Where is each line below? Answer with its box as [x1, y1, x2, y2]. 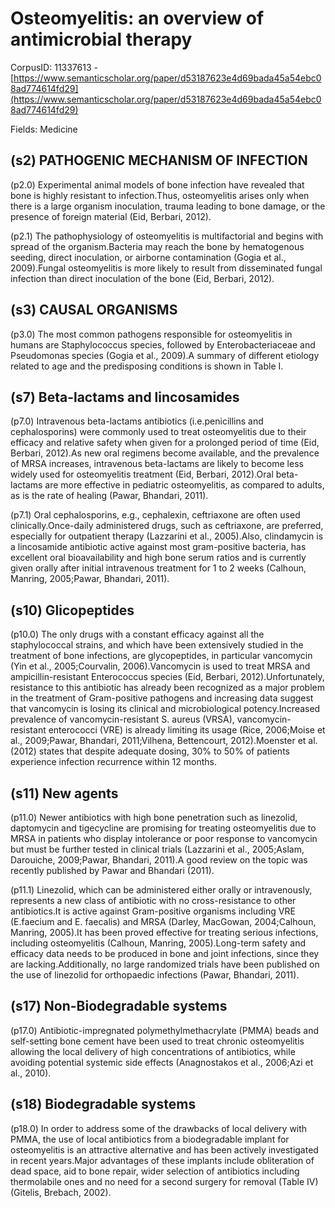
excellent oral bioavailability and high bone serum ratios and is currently [10, 552, 307, 564]
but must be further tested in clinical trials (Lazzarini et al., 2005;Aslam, [10, 843, 305, 855]
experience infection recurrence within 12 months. [10, 756, 217, 768]
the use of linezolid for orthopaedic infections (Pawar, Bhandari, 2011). [10, 969, 300, 981]
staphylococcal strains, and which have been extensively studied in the [10, 639, 304, 651]
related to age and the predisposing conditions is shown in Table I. [10, 360, 284, 372]
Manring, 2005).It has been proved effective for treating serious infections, [10, 927, 319, 938]
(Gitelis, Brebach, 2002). [10, 1186, 112, 1198]
